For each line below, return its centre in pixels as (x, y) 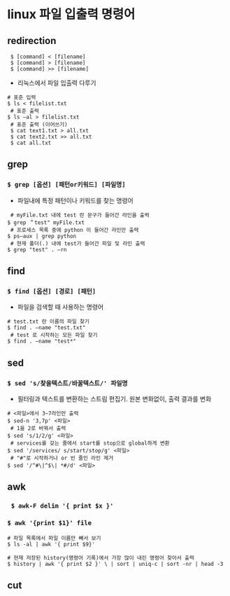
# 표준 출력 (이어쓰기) (39, 125)
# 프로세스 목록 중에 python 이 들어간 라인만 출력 (74, 230)
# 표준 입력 (22, 97)
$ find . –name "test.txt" (46, 328)
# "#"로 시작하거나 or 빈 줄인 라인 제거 (62, 458)
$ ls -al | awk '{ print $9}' (51, 544)
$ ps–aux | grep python (42, 236)
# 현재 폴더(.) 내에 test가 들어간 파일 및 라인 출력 (78, 243)
